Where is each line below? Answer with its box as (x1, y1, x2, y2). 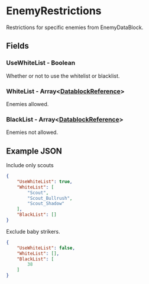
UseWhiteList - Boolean (6, 59, 76, 67)
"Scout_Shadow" (27, 200, 65, 207)
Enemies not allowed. (6, 129, 58, 136)
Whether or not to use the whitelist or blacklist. (6, 72, 120, 79)
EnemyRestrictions (6, 4, 102, 18)
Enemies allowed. (6, 100, 49, 107)
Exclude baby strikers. (6, 228, 60, 235)
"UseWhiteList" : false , (17, 245, 76, 251)
